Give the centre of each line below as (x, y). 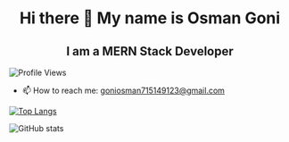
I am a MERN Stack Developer (150, 51)
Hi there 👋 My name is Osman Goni (150, 18)
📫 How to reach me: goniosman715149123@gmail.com (124, 90)
